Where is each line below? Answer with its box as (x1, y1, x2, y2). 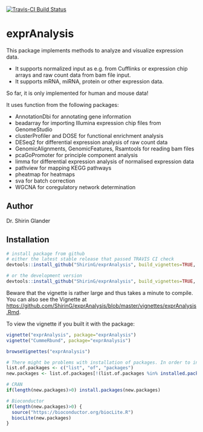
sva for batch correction (14, 177, 76, 184)
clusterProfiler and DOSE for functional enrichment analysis (14, 132, 164, 139)
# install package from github (6, 251, 85, 257)
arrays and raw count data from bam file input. (14, 71, 131, 79)
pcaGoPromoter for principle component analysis (14, 151, 138, 158)
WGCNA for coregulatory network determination (14, 183, 136, 190)
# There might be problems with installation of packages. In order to (6, 359, 190, 366)
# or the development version (6, 272, 83, 279)
